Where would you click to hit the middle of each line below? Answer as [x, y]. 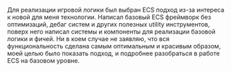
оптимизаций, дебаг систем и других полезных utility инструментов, [109, 24]
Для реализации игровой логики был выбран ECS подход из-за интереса [116, 10]
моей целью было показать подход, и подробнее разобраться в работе [113, 53]
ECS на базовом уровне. [44, 60]
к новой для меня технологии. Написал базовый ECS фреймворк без [109, 17]
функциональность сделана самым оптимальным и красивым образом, [114, 46]
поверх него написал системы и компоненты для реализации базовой [111, 31]
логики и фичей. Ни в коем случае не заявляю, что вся [88, 39]
